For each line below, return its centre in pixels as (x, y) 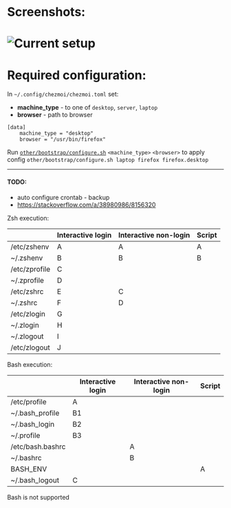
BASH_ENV (29, 469)
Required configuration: (77, 75)
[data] (16, 128)
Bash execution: (30, 364)
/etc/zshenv (30, 247)
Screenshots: (46, 12)
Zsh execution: (28, 218)
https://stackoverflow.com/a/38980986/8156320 (86, 205)
